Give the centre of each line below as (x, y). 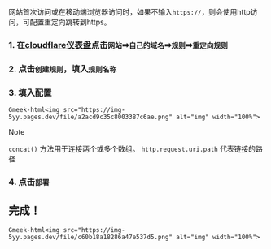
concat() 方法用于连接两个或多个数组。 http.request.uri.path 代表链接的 (132, 149)
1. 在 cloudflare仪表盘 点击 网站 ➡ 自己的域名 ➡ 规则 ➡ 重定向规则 (118, 45)
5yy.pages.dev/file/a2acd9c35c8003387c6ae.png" (91, 117)
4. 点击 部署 (29, 182)
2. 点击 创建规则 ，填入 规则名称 (63, 69)
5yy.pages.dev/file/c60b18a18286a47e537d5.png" (91, 237)
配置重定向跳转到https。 (70, 22)
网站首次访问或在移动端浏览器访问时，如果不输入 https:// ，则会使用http (129, 12)
